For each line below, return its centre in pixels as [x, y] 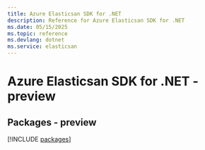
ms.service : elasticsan [42, 46]
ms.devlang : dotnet [36, 40]
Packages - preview [52, 122]
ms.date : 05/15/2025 [38, 27]
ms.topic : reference [38, 33]
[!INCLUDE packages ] [39, 139]
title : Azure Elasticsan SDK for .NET [64, 14]
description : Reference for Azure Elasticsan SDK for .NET [96, 20]
